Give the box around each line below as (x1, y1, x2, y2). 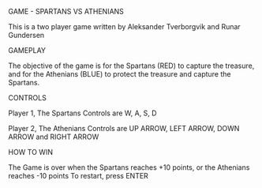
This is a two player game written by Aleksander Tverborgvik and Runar (8, 22, 241, 31)
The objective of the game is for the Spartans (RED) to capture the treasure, (8, 61, 255, 70)
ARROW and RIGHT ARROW (8, 132, 99, 141)
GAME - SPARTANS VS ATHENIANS (8, 7, 125, 16)
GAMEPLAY (8, 46, 46, 55)
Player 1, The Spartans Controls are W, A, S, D (8, 108, 157, 118)
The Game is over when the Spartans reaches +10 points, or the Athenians (8, 163, 250, 172)
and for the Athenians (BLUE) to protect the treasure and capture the (8, 70, 231, 78)
